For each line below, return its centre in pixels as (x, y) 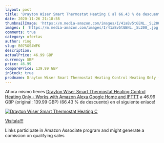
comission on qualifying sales (35, 135)
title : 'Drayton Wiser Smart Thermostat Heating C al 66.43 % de (73, 14)
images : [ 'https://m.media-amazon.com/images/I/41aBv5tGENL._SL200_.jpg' (83, 28)
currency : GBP (20, 60)
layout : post (18, 10)
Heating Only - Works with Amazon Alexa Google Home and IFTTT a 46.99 (80, 97)
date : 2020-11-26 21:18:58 (32, 19)
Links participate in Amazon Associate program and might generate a (75, 130)
